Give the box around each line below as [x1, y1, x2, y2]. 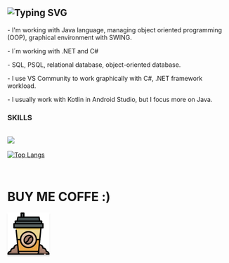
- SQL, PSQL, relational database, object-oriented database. [7, 60, 181, 69]
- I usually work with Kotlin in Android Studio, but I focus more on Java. [7, 95, 213, 103]
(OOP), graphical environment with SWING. [7, 33, 132, 41]
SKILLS [7, 113, 33, 122]
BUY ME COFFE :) [7, 189, 111, 205]
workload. [7, 82, 37, 90]
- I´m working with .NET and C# [7, 46, 99, 55]
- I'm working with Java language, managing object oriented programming [7, 25, 223, 34]
